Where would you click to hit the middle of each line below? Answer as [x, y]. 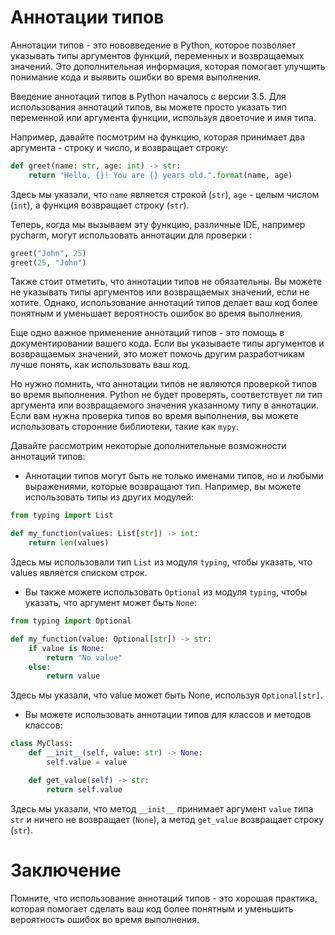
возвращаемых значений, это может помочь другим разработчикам [157, 354]
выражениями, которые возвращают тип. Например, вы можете [163, 487]
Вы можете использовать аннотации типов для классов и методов [168, 715]
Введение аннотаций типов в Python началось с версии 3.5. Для [148, 96]
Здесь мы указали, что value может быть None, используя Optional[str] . [166, 695]
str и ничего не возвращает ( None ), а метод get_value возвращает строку [167, 819]
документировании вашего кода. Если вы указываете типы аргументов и [167, 343]
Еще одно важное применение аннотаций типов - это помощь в [147, 333]
